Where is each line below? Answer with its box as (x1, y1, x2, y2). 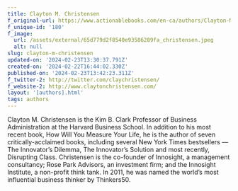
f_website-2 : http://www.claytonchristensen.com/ (7, 83, 157, 90)
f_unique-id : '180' (7, 23, 65, 30)
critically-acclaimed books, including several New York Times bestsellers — (7, 138, 229, 146)
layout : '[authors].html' (7, 89, 84, 96)
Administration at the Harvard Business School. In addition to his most (7, 123, 211, 131)
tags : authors (7, 96, 50, 103)
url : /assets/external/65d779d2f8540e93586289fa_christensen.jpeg (13, 37, 214, 44)
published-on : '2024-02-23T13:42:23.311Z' (7, 69, 135, 76)
